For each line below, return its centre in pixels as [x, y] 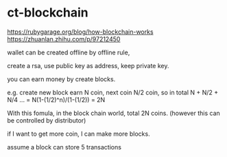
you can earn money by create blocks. [61, 79]
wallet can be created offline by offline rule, [69, 52]
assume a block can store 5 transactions [64, 147]
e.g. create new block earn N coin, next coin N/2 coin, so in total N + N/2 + [113, 92]
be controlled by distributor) [47, 120]
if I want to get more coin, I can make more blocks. [79, 134]
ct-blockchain [48, 13]
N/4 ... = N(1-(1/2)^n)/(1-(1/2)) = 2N [56, 100]
